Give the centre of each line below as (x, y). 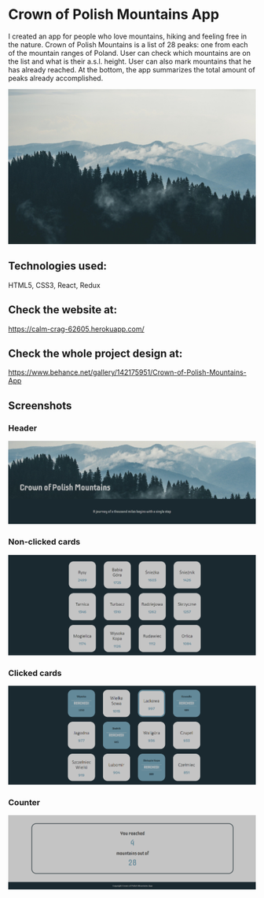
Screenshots (40, 406)
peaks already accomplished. (56, 78)
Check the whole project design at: (95, 353)
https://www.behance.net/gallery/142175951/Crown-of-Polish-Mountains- (128, 372)
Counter (24, 802)
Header (23, 428)
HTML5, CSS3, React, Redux (54, 285)
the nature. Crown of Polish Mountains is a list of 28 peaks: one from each (128, 44)
